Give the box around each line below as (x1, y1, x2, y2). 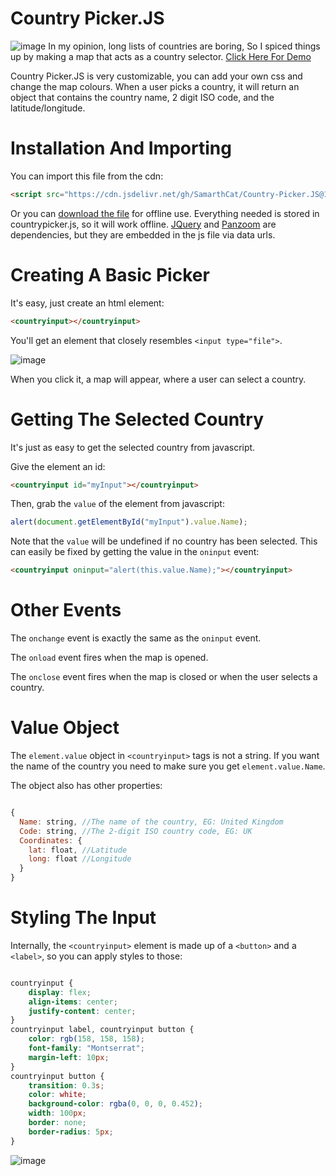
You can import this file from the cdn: (10, 170, 164, 182)
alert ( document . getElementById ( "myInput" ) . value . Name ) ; (10, 517, 248, 527)
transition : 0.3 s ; (28, 1080, 105, 1091)
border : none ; (28, 1118, 87, 1128)
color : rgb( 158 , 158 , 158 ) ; (28, 1034, 145, 1044)
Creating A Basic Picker (10, 263, 210, 286)
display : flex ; (28, 987, 92, 997)
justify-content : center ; (28, 1006, 137, 1016)
